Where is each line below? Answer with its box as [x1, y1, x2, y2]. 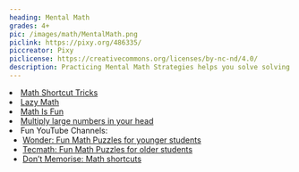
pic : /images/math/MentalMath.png [9, 29, 139, 38]
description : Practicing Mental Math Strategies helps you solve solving [9, 63, 291, 72]
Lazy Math [21, 96, 60, 107]
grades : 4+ [9, 21, 50, 30]
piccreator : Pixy [9, 46, 74, 55]
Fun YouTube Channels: [21, 125, 108, 135]
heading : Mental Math [9, 12, 90, 22]
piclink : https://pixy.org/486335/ [9, 37, 142, 47]
